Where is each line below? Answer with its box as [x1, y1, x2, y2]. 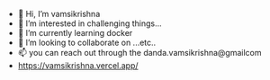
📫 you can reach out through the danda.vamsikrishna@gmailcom [17, 48, 262, 58]
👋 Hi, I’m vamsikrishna [17, 9, 101, 19]
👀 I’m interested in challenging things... [17, 18, 162, 29]
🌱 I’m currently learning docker [17, 28, 133, 38]
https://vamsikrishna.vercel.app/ [17, 60, 139, 71]
